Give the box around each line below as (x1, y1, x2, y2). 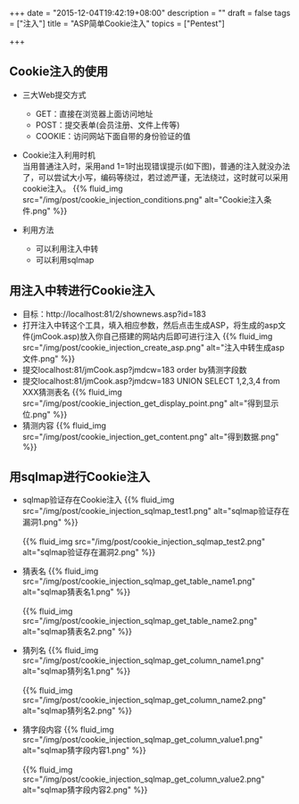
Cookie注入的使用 (9, 64, 109, 79)
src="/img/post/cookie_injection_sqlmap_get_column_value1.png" (21, 734, 263, 745)
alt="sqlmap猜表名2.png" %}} (21, 626, 132, 637)
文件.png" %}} (21, 352, 76, 364)
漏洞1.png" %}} (21, 517, 79, 527)
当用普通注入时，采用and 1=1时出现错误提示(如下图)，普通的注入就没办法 (21, 161, 291, 171)
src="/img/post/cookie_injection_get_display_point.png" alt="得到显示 (21, 397, 279, 409)
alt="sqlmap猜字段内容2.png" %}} (21, 784, 148, 795)
